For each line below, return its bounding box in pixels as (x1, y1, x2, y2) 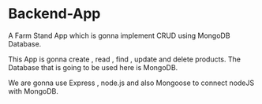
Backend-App (8, 5, 101, 23)
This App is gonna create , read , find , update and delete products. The (8, 54, 241, 64)
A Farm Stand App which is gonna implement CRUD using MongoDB (8, 31, 230, 40)
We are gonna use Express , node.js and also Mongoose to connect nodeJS (8, 78, 255, 87)
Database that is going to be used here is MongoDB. (8, 62, 178, 72)
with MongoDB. (8, 86, 59, 95)
